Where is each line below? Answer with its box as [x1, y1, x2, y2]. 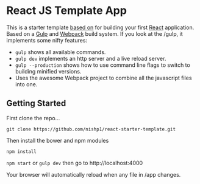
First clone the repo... [6, 114, 60, 121]
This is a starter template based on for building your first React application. [6, 24, 195, 31]
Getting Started [6, 98, 66, 109]
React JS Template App [6, 4, 127, 18]
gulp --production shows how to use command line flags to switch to [15, 61, 190, 69]
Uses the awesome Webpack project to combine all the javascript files [15, 74, 192, 81]
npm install [6, 148, 37, 155]
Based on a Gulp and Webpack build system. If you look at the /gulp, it [6, 30, 183, 37]
